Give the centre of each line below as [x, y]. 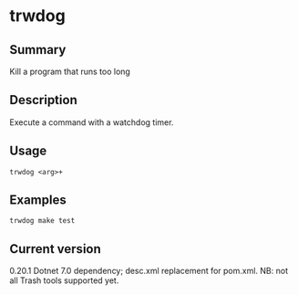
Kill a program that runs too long [70, 71]
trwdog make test [42, 221]
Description [43, 100]
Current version [56, 249]
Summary [38, 50]
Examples [38, 200]
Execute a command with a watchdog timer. [92, 122]
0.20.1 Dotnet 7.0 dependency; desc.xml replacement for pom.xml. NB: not [149, 271]
